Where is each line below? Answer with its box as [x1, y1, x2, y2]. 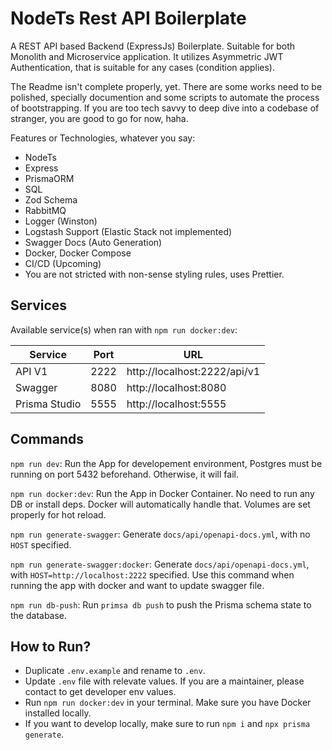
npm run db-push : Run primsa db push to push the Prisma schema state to [10, 598, 312, 611]
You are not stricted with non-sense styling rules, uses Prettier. [24, 268, 285, 280]
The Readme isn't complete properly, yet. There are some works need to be [10, 80, 323, 92]
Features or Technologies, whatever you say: [10, 132, 196, 144]
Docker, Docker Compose [24, 247, 132, 259]
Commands [10, 431, 85, 448]
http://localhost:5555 [126, 397, 227, 411]
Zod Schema [24, 193, 78, 206]
